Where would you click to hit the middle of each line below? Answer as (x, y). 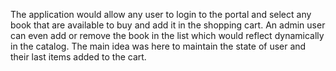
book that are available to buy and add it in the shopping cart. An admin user (168, 25)
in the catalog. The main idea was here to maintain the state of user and (158, 46)
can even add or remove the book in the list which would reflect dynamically (167, 35)
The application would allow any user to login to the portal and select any (161, 14)
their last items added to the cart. (78, 57)
